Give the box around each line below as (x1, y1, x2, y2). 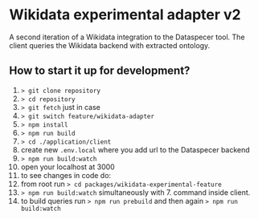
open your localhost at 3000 (20, 162, 115, 172)
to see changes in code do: (20, 170, 112, 180)
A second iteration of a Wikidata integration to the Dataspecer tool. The (9, 32, 245, 42)
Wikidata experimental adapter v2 (9, 6, 241, 24)
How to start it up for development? (9, 64, 190, 78)
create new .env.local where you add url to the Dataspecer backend (20, 144, 250, 154)
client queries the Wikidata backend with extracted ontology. (9, 40, 211, 50)
